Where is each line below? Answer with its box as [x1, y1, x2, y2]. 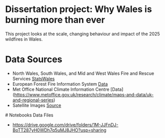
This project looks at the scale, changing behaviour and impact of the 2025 [5, 31, 160, 37]
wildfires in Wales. [5, 36, 43, 42]
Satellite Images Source [12, 102, 61, 108]
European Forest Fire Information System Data [12, 81, 108, 87]
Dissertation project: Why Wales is [5, 4, 152, 15]
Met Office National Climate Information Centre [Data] [12, 86, 123, 92]
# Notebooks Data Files [5, 112, 53, 118]
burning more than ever [5, 14, 105, 26]
